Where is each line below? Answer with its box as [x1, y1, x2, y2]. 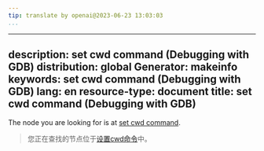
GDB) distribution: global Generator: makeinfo [8, 61, 238, 74]
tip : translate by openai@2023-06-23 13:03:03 [8, 11, 163, 20]
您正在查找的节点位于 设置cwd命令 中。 [27, 134, 152, 144]
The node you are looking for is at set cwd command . [8, 118, 181, 127]
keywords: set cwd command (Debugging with [8, 72, 241, 87]
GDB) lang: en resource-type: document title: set [8, 85, 253, 98]
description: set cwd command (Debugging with [8, 48, 250, 61]
